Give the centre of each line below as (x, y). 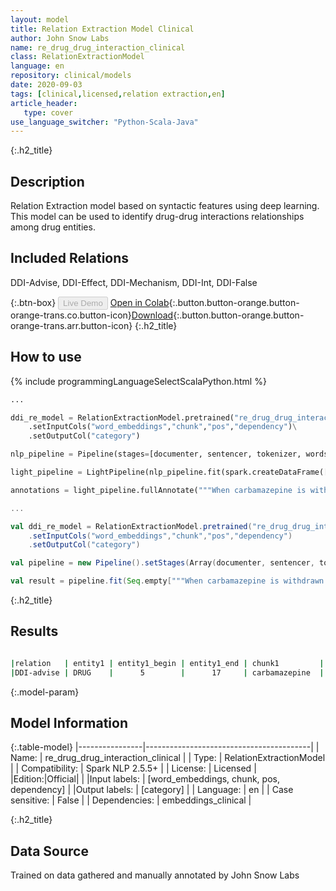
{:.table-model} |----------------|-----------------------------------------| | (165, 747)
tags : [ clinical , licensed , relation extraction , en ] (118, 94)
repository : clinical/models (71, 76)
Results (34, 631)
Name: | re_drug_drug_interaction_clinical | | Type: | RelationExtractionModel (168, 758)
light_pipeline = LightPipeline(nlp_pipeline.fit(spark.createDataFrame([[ (171, 472)
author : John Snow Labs (60, 38)
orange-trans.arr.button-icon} (71, 325)
